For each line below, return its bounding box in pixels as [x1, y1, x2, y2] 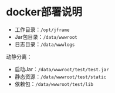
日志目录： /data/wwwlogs [14, 41, 75, 48]
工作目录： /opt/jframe [14, 26, 70, 33]
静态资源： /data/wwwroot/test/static [14, 73, 107, 80]
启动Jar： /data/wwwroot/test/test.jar [14, 65, 110, 72]
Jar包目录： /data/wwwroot [14, 33, 77, 40]
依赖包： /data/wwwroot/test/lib [14, 80, 94, 87]
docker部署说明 [6, 5, 82, 19]
